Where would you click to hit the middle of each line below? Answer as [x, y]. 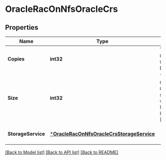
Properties [22, 27]
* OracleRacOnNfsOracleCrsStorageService [102, 134]
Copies [16, 59]
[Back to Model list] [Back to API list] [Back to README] [62, 152]
